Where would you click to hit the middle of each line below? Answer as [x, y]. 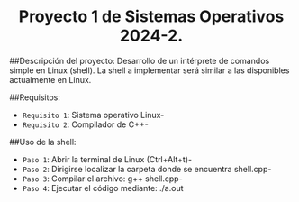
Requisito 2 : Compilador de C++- [85, 124]
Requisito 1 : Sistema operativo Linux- [93, 115]
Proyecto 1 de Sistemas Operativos [151, 17]
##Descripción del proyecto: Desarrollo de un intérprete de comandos [140, 60]
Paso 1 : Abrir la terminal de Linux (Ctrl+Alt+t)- [107, 159]
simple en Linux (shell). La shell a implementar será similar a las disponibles [149, 70]
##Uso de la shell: [43, 142]
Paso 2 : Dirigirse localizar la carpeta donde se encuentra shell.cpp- [147, 169]
